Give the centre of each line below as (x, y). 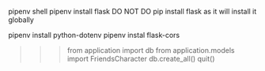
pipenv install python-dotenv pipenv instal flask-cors (94, 35)
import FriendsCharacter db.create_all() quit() (141, 59)
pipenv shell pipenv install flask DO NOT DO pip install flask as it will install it (132, 11)
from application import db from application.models (151, 50)
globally (21, 20)
